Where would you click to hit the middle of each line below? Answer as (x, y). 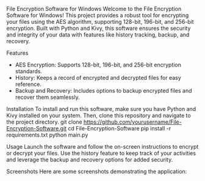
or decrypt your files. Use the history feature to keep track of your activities (101, 153)
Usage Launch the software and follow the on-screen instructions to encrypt (103, 147)
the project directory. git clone (44, 122)
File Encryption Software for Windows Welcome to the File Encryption (94, 9)
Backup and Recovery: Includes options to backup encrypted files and (103, 90)
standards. (29, 71)
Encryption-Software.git (37, 128)
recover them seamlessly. (48, 97)
